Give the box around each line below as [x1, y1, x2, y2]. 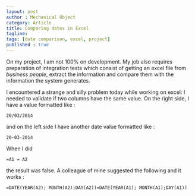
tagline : [6, 31, 28, 37]
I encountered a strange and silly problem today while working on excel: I [6, 88, 185, 96]
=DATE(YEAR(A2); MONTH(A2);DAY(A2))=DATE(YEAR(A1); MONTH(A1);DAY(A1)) [6, 185, 187, 191]
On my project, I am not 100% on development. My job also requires [6, 58, 173, 65]
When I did [6, 145, 33, 152]
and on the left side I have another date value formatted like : [6, 123, 155, 130]
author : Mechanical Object [6, 14, 76, 20]
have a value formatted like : [6, 101, 76, 108]
